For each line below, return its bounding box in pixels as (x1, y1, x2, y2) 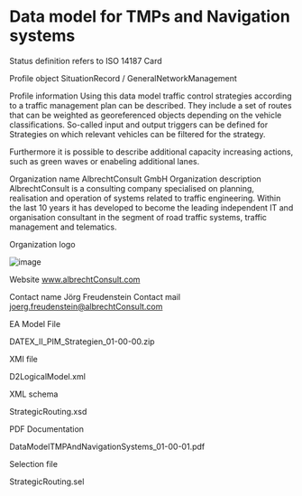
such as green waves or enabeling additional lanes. (9, 155, 200, 166)
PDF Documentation (9, 423, 84, 435)
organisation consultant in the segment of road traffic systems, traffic (9, 211, 268, 222)
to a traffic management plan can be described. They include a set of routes (9, 99, 292, 110)
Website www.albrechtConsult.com (9, 274, 141, 285)
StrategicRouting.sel (9, 476, 85, 487)
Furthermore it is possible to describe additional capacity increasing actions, (9, 146, 294, 157)
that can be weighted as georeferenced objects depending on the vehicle (9, 109, 282, 120)
